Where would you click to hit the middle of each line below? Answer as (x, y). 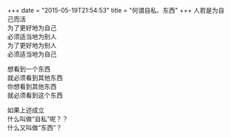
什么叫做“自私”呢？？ (38, 119)
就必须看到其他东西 (35, 78)
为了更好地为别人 (32, 45)
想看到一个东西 (29, 69)
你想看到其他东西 (32, 87)
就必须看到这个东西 (35, 95)
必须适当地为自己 (32, 54)
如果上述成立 (26, 110)
